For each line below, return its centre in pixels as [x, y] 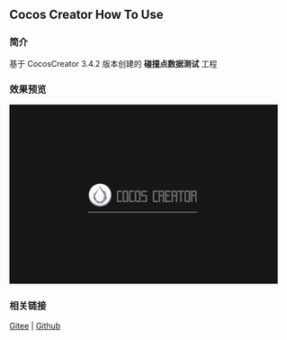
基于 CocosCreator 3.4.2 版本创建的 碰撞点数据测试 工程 [113, 63]
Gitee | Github [35, 326]
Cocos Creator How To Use [86, 15]
